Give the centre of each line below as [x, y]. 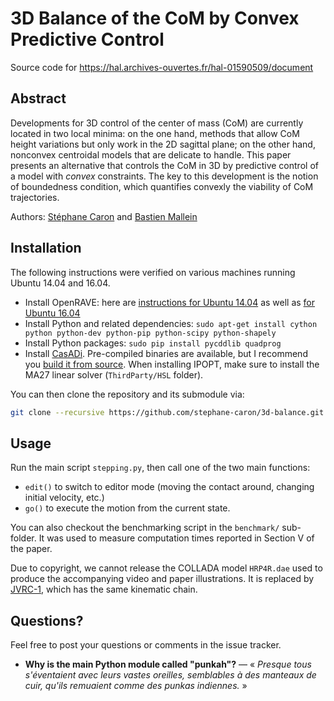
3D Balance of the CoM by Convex [155, 18]
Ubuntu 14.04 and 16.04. [60, 283]
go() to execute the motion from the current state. [127, 508]
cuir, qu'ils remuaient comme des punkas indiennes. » [136, 686]
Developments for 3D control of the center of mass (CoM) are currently [157, 123]
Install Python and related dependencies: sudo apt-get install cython [171, 323]
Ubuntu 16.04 [52, 313]
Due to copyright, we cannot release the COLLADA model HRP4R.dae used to [166, 568]
